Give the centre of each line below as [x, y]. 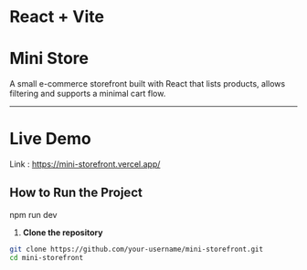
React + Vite [57, 17]
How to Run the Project [76, 193]
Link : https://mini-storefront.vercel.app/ [85, 164]
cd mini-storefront [47, 257]
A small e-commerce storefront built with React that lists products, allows [148, 84]
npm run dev [33, 214]
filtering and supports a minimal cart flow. [88, 94]
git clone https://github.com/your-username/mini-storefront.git [136, 249]
